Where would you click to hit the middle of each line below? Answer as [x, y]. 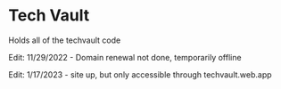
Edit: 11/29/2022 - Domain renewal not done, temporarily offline [125, 57]
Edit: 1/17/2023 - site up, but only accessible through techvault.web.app [140, 74]
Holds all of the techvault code [65, 40]
